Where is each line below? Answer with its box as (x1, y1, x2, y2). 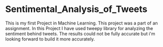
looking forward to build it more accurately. (5, 36, 95, 42)
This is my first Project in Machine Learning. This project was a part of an (5, 20, 158, 26)
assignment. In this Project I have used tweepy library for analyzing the (5, 25, 153, 31)
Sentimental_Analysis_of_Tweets (5, 3, 148, 15)
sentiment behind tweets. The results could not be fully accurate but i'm (5, 30, 155, 36)
